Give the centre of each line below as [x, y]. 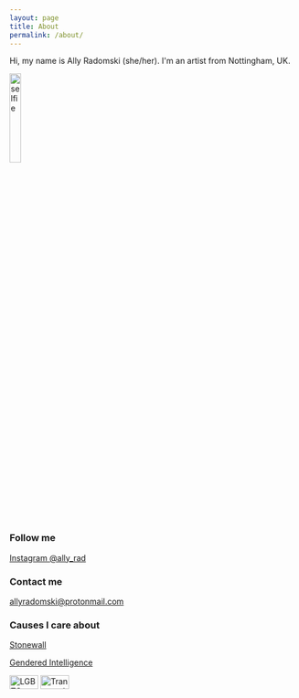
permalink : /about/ [47, 35]
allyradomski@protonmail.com [67, 601]
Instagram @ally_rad [48, 557]
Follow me [33, 538]
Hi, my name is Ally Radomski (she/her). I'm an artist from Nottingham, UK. [150, 61]
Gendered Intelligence [51, 662]
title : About [34, 26]
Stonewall [28, 645]
